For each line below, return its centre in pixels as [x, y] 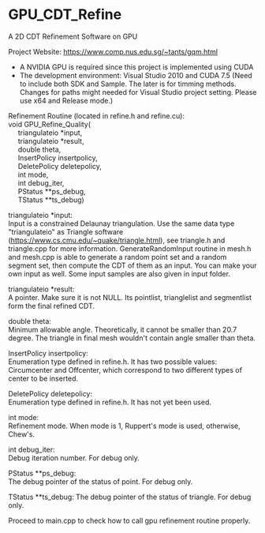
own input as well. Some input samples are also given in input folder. [119, 273]
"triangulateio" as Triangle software [66, 231]
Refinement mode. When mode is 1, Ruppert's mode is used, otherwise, [124, 426]
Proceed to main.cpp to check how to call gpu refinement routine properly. [129, 520]
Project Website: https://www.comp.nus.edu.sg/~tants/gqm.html [113, 51]
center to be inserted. [43, 378]
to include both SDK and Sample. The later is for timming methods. [128, 84]
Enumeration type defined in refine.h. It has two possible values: [113, 362]
